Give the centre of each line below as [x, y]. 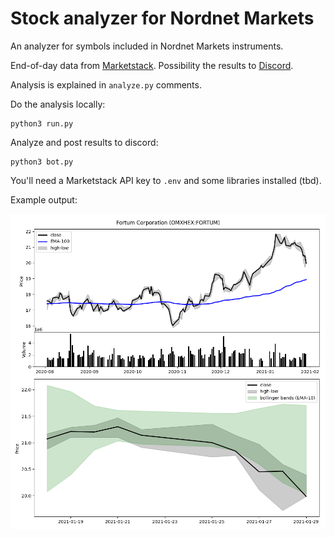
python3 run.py [42, 123]
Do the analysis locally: [58, 104]
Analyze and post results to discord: [84, 142]
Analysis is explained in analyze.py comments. [106, 84]
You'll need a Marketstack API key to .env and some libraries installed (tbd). [166, 180]
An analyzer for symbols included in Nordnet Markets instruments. [147, 46]
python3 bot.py [42, 162]
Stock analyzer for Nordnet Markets [162, 18]
